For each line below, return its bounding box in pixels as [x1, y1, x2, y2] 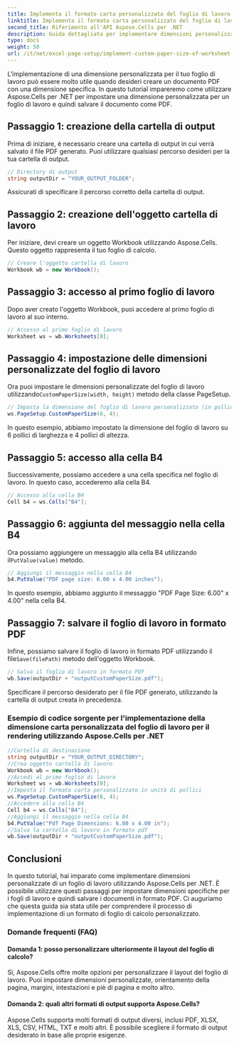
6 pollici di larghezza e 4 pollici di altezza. [7, 431, 130, 440]
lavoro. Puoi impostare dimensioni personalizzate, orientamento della [7, 976, 210, 984]
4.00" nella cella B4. [7, 596, 66, 605]
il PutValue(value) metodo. [7, 556, 85, 564]
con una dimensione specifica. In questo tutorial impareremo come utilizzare [7, 85, 232, 93]
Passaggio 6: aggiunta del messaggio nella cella [7, 518, 225, 530]
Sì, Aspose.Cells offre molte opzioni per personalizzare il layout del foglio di [7, 968, 229, 977]
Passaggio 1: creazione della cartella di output [7, 120, 216, 132]
